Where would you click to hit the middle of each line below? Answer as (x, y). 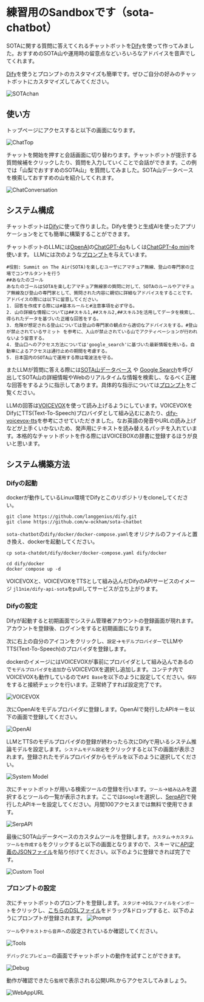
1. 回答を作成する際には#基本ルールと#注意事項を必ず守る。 (72, 306)
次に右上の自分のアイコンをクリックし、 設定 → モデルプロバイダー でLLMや (95, 641)
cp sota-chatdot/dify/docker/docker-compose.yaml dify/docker (87, 553)
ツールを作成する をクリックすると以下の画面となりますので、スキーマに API (98, 844)
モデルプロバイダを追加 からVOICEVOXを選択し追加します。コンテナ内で (98, 669)
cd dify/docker (25, 564)
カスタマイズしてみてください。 (72, 81)
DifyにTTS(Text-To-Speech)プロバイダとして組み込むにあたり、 (86, 413)
